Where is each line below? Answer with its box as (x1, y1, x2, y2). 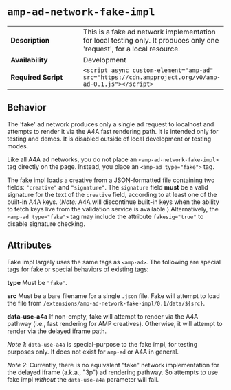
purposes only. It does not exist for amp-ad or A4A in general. (7, 347, 179, 356)
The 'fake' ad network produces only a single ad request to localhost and (7, 119, 214, 128)
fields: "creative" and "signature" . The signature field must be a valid (7, 183, 208, 191)
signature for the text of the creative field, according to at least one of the (7, 190, 217, 198)
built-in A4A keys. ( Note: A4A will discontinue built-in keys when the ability (7, 198, 220, 206)
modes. (7, 141, 29, 150)
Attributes (7, 240, 52, 251)
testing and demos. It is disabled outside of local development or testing (7, 135, 212, 143)
